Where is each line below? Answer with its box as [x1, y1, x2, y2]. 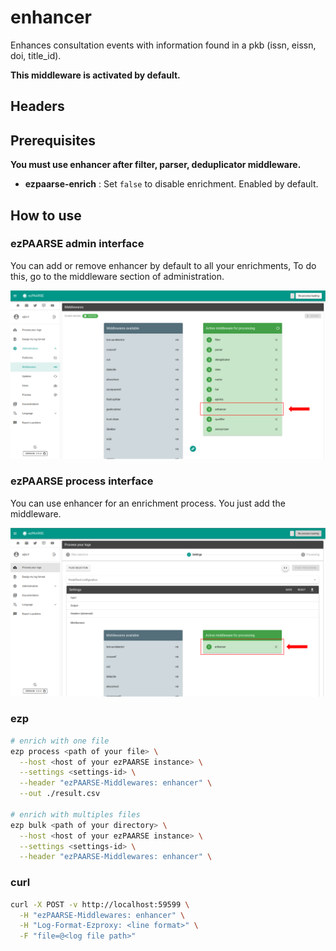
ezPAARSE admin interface [10, 237, 145, 251]
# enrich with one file [10, 736, 110, 746]
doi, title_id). [10, 49, 62, 61]
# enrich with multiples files [10, 809, 141, 820]
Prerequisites [10, 132, 96, 149]
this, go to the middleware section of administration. [10, 270, 225, 282]
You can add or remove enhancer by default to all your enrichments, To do [10, 259, 317, 271]
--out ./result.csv [19, 789, 101, 799]
